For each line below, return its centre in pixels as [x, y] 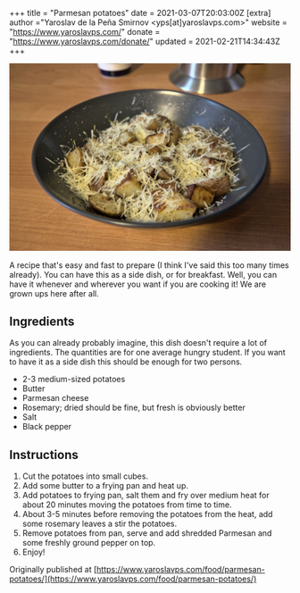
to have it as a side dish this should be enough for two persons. [126, 362]
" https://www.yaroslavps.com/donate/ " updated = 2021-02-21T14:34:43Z [145, 41]
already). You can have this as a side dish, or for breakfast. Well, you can [143, 274]
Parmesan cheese [55, 398]
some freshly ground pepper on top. [89, 543]
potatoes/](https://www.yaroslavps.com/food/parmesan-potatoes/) [133, 579]
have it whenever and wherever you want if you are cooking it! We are [137, 284]
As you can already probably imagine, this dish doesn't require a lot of [138, 343]
